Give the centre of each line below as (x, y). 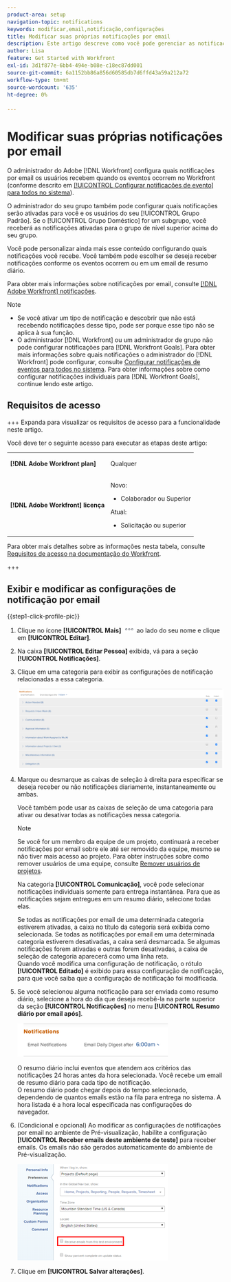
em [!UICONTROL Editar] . (54, 638)
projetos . (30, 871)
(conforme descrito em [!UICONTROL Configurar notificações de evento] (111, 186)
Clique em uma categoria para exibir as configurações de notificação (115, 672)
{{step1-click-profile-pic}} (44, 617)
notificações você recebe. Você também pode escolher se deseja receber (112, 256)
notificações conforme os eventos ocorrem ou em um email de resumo (108, 263)
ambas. (27, 794)
